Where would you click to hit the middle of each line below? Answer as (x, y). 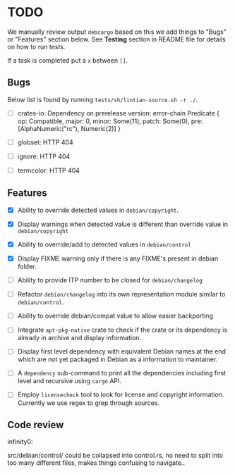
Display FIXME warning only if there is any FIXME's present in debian (118, 258)
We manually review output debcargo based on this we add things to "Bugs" (117, 32)
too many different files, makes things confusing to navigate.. (96, 463)
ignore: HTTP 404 (44, 156)
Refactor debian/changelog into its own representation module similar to (121, 294)
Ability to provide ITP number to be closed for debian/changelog (110, 280)
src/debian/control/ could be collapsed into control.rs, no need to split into (115, 456)
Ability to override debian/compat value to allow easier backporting (115, 316)
